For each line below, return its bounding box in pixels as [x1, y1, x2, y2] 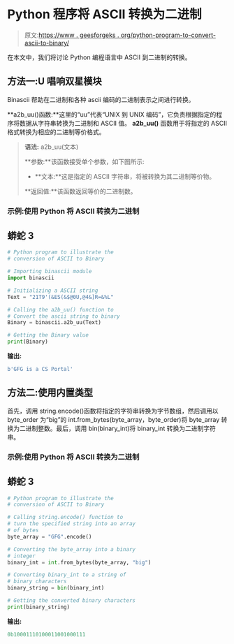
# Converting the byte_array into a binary [7, 546, 136, 552]
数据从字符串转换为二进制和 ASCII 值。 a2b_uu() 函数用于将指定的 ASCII [19, 119, 227, 127]
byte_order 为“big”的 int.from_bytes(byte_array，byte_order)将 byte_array [7, 415, 220, 423]
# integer [7, 552, 36, 559]
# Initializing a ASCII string [7, 287, 98, 294]
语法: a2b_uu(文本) [24, 142, 79, 151]
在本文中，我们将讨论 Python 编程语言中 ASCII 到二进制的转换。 [7, 53, 191, 61]
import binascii [7, 275, 54, 281]
